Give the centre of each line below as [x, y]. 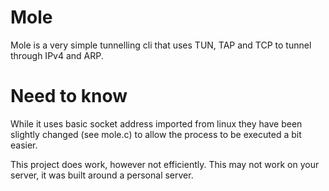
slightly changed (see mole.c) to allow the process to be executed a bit [156, 134]
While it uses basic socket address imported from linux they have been [156, 123]
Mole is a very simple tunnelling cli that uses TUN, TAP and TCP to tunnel [161, 45]
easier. [24, 145]
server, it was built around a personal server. [102, 175]
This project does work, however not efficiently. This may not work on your [165, 164]
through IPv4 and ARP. [57, 55]
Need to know [69, 96]
